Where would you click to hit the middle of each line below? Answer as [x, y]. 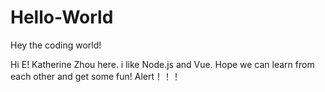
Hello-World [62, 17]
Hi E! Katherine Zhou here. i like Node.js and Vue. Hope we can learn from [162, 64]
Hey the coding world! [56, 45]
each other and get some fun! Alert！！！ [96, 76]
